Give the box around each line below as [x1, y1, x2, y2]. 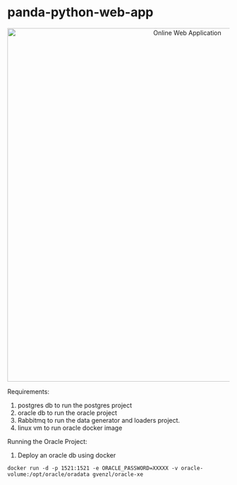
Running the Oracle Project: [7, 437, 87, 445]
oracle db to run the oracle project [17, 408, 118, 417]
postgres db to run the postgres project [17, 401, 133, 409]
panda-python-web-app [7, 4, 154, 21]
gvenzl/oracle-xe [92, 471, 143, 478]
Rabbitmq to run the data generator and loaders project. [17, 416, 181, 424]
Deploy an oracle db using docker [17, 450, 116, 460]
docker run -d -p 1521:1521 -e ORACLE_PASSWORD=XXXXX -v [7, 464, 178, 472]
